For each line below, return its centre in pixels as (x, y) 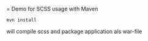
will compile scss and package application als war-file (74, 31)
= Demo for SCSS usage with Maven (52, 9)
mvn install (21, 20)
